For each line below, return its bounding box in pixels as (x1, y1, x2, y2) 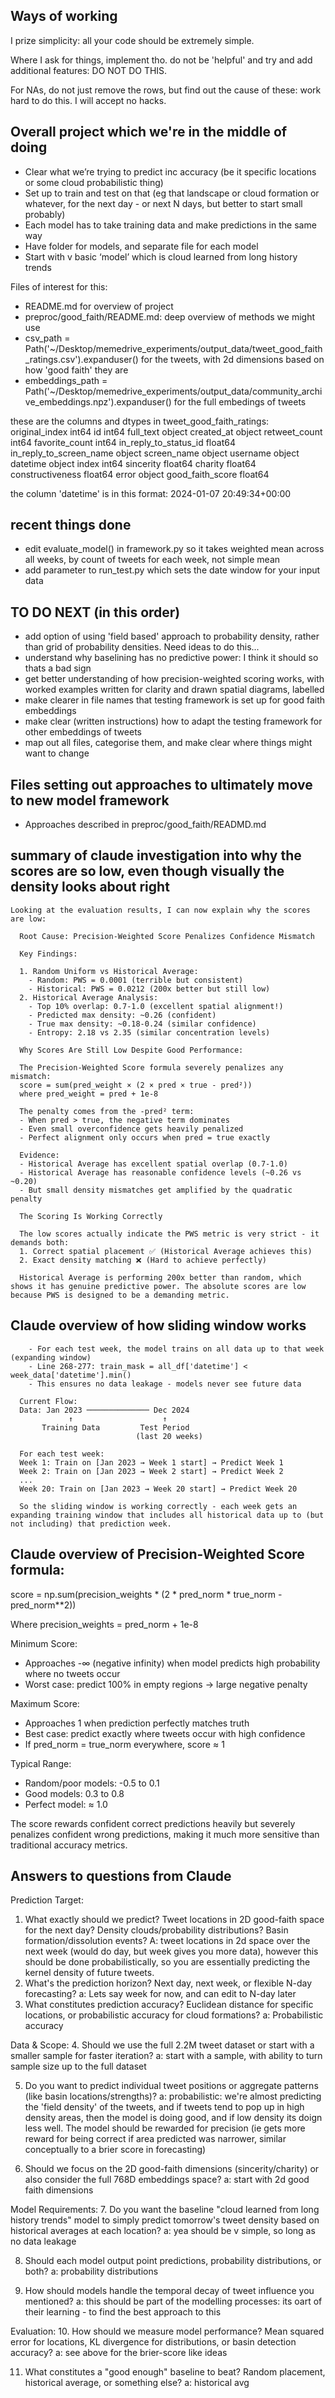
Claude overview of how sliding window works (10, 1317, 307, 1334)
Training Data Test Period (41, 1422, 190, 1433)
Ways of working (10, 8, 118, 25)
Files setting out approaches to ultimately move (10, 776, 313, 793)
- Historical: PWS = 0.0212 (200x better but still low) (28, 984, 271, 994)
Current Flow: (19, 1396, 78, 1406)
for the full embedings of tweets (173, 395, 307, 408)
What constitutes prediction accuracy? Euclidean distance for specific (24, 1999, 314, 2011)
